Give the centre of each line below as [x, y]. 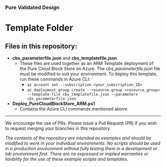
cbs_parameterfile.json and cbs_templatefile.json [64, 58]
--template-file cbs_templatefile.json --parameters [83, 94]
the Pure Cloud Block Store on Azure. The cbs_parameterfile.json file [90, 68]
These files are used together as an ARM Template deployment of [86, 63]
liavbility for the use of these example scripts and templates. [67, 159]
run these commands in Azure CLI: [55, 79]
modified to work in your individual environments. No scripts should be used [83, 143]
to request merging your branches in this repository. [58, 128]
